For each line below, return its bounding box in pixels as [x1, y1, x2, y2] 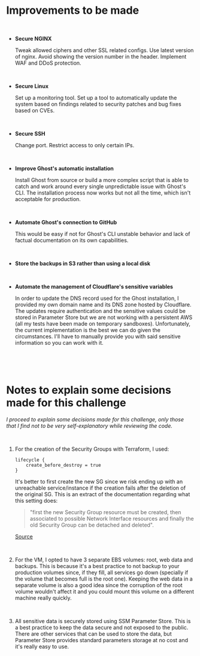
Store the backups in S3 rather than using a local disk [14, 260, 151, 267]
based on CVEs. [14, 107, 55, 114]
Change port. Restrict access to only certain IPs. [14, 141, 135, 148]
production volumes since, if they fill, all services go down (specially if [14, 569, 189, 576]
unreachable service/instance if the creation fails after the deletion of [14, 484, 186, 491]
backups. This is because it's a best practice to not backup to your [14, 562, 180, 569]
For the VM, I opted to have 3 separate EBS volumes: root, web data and [14, 556, 193, 563]
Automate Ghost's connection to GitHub [14, 218, 117, 226]
